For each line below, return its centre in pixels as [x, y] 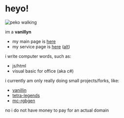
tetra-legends [26, 95]
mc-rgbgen [24, 100]
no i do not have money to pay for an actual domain [57, 110]
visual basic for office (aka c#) [43, 71]
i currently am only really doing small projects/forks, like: [62, 80]
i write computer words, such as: [38, 56]
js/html [19, 66]
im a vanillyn [18, 32]
